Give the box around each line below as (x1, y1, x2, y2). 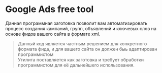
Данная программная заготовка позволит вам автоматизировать (5, 20, 148, 26)
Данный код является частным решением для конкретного (17, 40, 147, 46)
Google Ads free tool (5, 4, 94, 15)
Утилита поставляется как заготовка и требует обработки (17, 56, 144, 62)
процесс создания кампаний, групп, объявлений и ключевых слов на (5, 25, 156, 31)
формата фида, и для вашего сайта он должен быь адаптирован (17, 46, 157, 52)
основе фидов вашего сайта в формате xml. (5, 31, 101, 37)
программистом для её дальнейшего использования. (17, 62, 135, 68)
